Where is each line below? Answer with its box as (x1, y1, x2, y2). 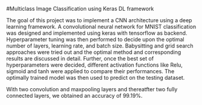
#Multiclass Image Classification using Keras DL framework (6, 5, 154, 12)
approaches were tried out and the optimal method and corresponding (6, 49, 181, 56)
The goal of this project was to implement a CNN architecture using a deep (6, 17, 192, 23)
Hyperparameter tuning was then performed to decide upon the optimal (6, 36, 185, 43)
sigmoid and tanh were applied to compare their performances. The (6, 68, 175, 74)
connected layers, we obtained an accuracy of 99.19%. (6, 92, 143, 99)
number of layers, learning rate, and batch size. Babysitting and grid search (6, 42, 194, 49)
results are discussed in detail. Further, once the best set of (6, 55, 154, 62)
